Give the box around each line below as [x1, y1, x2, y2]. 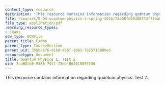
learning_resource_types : [5, 25, 58, 30]
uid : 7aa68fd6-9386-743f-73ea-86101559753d [5, 61, 96, 66]
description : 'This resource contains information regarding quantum [5, 12, 151, 17]
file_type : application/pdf [5, 20, 63, 26]
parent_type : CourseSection [5, 43, 63, 48]
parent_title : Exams [5, 39, 48, 44]
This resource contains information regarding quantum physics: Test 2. [5, 75, 149, 81]
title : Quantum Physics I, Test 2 [5, 57, 76, 62]
